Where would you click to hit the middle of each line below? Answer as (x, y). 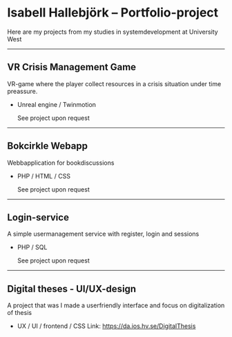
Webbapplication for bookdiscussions (61, 163)
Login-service (38, 217)
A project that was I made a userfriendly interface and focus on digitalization (116, 305)
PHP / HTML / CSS (44, 176)
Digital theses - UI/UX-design (72, 288)
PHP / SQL (32, 247)
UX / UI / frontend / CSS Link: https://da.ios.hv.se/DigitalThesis (106, 326)
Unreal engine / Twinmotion (57, 104)
